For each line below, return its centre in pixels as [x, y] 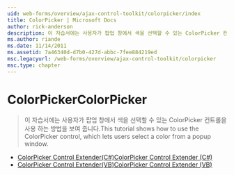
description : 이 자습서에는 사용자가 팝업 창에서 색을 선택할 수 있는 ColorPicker [114, 33]
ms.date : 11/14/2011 [37, 46]
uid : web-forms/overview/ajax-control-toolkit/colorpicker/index [104, 14]
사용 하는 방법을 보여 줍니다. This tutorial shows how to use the [111, 128]
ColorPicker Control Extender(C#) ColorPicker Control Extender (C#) [115, 157]
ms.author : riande [34, 40]
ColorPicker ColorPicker [77, 100]
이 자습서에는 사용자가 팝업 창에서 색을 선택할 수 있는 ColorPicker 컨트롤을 [125, 119]
